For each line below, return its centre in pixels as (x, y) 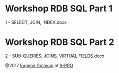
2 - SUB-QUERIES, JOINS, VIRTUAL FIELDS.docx (55, 56)
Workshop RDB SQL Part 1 (59, 9)
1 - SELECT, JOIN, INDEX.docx (36, 22)
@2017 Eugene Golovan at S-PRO (39, 65)
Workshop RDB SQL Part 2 (60, 42)
